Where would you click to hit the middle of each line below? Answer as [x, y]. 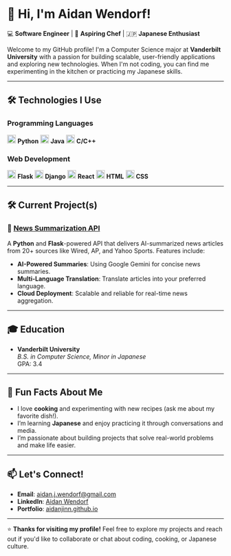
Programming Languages [51, 123]
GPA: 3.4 [30, 364]
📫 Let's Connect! [45, 474]
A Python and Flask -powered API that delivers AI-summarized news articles [115, 243]
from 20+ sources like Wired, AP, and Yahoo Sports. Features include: [106, 250]
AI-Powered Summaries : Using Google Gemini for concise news [109, 264]
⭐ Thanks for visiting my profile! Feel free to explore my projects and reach [115, 529]
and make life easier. [46, 445]
